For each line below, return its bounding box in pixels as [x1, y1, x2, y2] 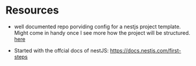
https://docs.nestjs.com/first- [110, 47, 181, 54]
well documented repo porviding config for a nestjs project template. [14, 23, 181, 30]
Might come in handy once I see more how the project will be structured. [14, 29, 191, 36]
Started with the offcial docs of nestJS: [14, 47, 109, 54]
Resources [5, 4, 59, 17]
